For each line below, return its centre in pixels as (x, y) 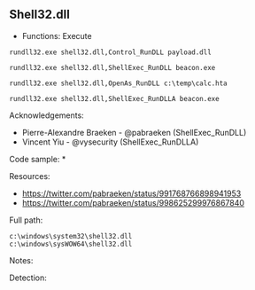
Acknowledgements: (46, 115)
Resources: (30, 176)
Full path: (26, 220)
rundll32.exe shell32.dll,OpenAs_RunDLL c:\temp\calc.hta (118, 83)
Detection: (28, 278)
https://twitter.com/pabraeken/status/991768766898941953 (131, 193)
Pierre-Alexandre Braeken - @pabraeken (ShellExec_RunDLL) (134, 132)
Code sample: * (38, 159)
